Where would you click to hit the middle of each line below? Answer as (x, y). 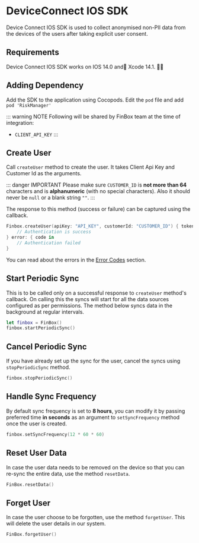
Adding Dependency (45, 85)
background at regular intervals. (45, 312)
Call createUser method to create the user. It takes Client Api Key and (90, 167)
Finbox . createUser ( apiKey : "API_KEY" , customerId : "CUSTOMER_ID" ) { (92, 226)
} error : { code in (30, 238)
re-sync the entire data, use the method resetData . (68, 473)
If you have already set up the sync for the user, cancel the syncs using (93, 361)
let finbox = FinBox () (34, 323)
